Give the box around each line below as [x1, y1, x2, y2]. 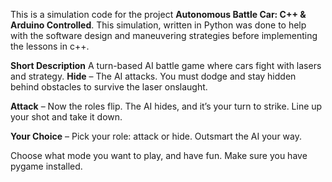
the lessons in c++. [10, 40, 90, 52]
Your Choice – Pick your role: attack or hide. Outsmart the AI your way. [10, 130, 303, 142]
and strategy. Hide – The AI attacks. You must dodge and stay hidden [10, 70, 297, 82]
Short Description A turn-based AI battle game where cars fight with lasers [10, 60, 322, 71]
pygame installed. [10, 160, 83, 172]
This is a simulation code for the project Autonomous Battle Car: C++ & [10, 9, 307, 20]
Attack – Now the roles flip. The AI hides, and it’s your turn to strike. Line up [10, 100, 323, 112]
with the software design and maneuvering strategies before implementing [10, 30, 318, 41]
